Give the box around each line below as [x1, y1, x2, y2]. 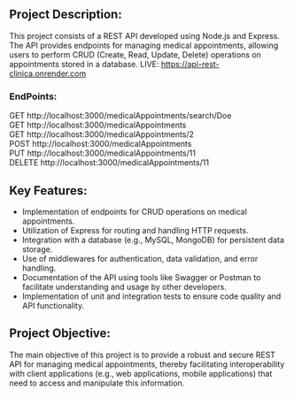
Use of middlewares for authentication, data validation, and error [21, 253, 259, 263]
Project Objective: [9, 326, 111, 341]
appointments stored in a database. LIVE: [9, 58, 159, 69]
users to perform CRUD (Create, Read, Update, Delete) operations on [9, 49, 261, 60]
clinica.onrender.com [9, 68, 87, 79]
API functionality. [21, 300, 85, 310]
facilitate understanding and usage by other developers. [21, 281, 228, 292]
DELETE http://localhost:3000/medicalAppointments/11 [9, 157, 210, 168]
